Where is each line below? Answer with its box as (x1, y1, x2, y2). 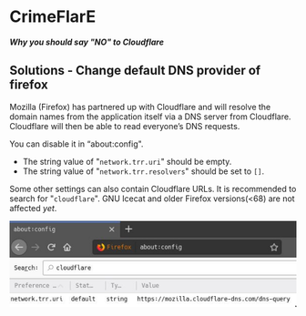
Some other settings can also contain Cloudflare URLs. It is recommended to (9, 183, 297, 194)
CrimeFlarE (9, 6, 97, 27)
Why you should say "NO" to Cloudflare (9, 36, 164, 47)
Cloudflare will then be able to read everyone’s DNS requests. (9, 120, 240, 131)
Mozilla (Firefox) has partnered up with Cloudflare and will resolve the (9, 101, 271, 112)
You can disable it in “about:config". (9, 138, 144, 149)
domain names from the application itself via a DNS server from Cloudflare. (9, 111, 291, 122)
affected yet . (9, 202, 57, 213)
